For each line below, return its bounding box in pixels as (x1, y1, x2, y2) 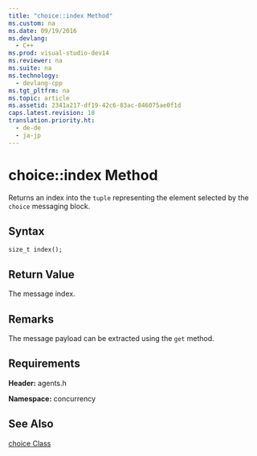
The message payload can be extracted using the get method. (8, 334, 214, 343)
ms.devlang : (8, 34, 48, 43)
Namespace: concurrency (8, 393, 96, 403)
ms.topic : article (8, 94, 70, 102)
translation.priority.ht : (8, 117, 95, 125)
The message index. (8, 289, 75, 298)
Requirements (8, 357, 80, 371)
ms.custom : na (8, 19, 56, 27)
